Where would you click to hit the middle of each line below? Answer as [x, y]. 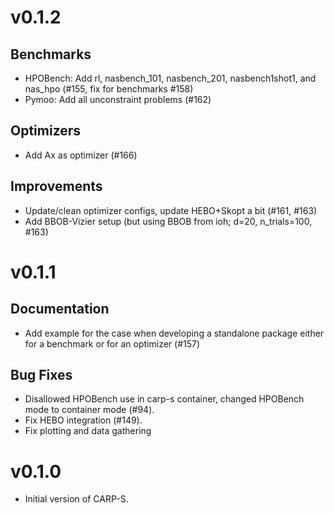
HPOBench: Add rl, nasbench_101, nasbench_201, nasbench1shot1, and [170, 78]
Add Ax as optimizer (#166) [81, 155]
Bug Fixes [41, 375]
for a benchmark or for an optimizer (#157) [112, 343]
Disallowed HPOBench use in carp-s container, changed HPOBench [164, 399]
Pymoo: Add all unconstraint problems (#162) [118, 99]
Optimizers [46, 131]
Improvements [56, 186]
